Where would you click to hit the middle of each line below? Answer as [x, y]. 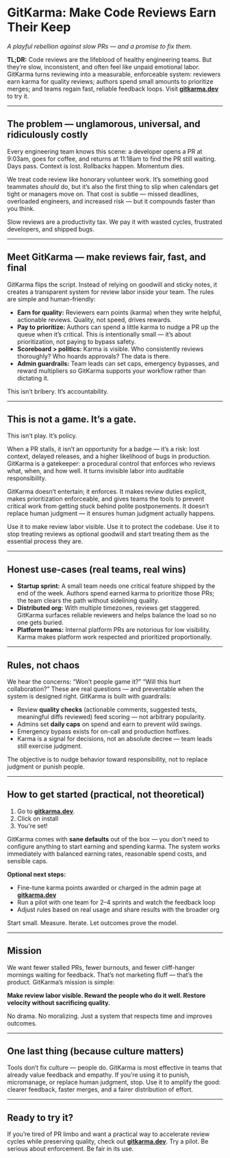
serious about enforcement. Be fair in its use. [71, 1149]
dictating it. [33, 378]
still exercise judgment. [50, 746]
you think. [21, 208]
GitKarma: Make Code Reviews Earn [112, 13]
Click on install [38, 818]
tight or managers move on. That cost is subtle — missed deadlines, [103, 194]
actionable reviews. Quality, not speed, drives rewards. [94, 319]
